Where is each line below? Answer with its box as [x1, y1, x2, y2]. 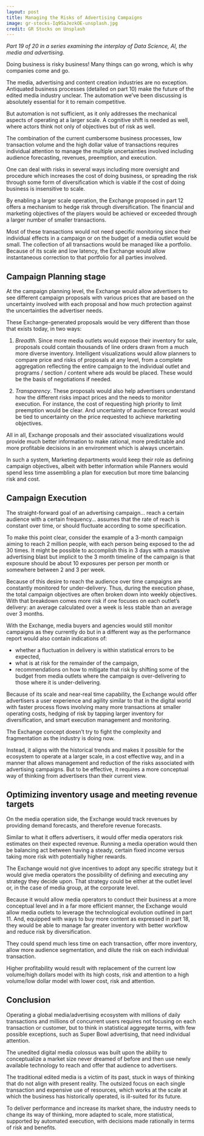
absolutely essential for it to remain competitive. [6, 98, 126, 106]
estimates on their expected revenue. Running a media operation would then [6, 840, 197, 847]
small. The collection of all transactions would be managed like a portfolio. [6, 241, 192, 248]
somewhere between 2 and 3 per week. [6, 566, 106, 573]
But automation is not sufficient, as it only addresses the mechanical [6, 110, 177, 117]
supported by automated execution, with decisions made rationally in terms [6, 1117, 195, 1124]
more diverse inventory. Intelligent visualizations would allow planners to [15, 350, 197, 357]
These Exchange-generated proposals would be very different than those [6, 319, 190, 326]
